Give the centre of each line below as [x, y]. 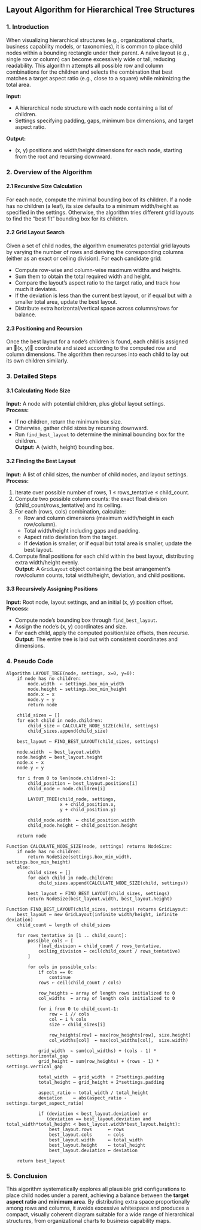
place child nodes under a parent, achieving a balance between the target [98, 1195]
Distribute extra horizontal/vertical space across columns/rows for [96, 309]
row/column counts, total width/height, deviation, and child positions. [100, 575]
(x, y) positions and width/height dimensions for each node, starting [98, 150]
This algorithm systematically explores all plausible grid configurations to [96, 1189]
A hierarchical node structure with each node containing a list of [94, 108]
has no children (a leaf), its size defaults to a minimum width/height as [93, 205]
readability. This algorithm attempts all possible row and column [85, 65]
